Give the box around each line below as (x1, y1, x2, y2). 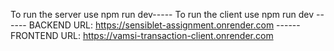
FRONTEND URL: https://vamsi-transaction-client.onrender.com (10, 30, 274, 41)
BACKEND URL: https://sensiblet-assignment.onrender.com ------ (28, 19, 301, 31)
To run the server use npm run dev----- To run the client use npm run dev (10, 9, 315, 20)
